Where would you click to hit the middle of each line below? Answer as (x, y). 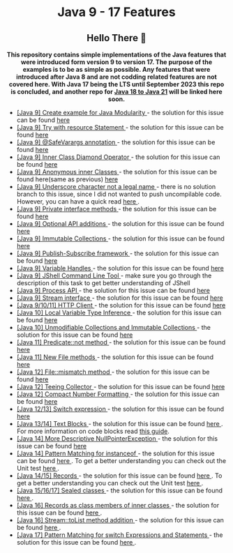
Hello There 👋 (116, 38)
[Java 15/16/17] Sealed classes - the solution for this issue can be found (120, 490)
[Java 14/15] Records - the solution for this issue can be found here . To (119, 476)
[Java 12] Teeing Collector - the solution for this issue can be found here (121, 387)
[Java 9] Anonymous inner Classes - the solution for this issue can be (117, 172)
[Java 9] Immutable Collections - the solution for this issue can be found (120, 238)
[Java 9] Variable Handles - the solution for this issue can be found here (120, 268)
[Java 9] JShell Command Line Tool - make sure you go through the (114, 275)
